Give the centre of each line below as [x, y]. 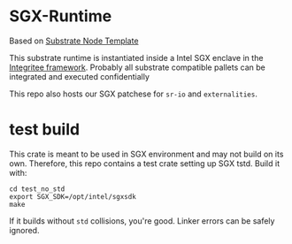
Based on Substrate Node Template [74, 41]
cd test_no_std [37, 189]
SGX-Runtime [61, 16]
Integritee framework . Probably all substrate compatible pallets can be [137, 67]
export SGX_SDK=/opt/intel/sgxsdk [73, 196]
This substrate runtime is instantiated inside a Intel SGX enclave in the [136, 57]
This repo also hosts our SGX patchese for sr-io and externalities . [134, 94]
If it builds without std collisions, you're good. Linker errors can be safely [142, 221]
